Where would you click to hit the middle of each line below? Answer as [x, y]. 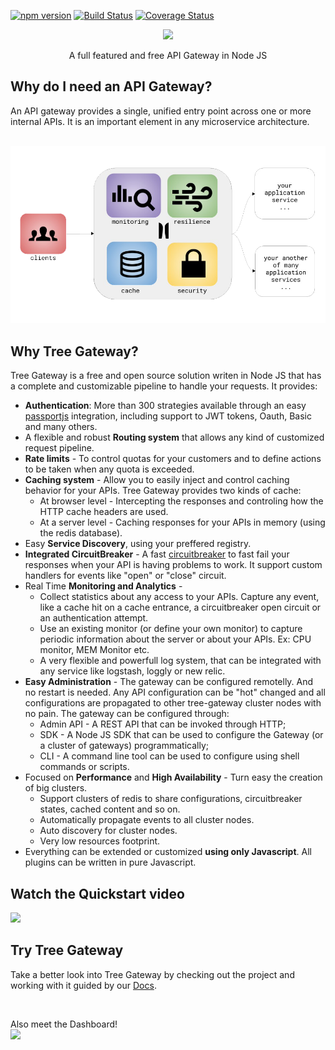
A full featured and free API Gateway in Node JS [168, 55]
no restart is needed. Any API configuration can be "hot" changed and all [175, 692]
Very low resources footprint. [100, 841]
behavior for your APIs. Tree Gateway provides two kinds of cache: [163, 491]
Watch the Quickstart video [97, 893]
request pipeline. [59, 448]
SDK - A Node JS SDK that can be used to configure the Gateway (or [181, 735]
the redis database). [81, 533]
